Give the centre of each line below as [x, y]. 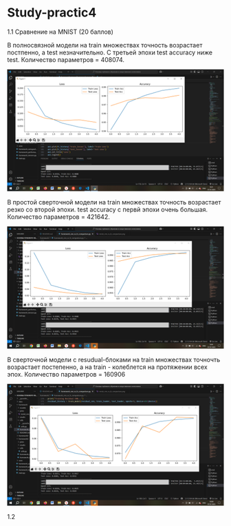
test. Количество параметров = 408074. [66, 59]
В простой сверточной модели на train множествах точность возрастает [114, 202]
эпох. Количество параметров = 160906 [66, 374]
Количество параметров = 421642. [58, 217]
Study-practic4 [52, 13]
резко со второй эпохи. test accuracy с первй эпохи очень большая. [108, 210]
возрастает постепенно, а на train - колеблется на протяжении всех [107, 367]
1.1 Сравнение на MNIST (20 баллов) [60, 32]
